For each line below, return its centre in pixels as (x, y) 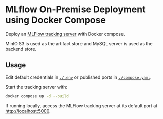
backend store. (21, 49)
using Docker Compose (56, 20)
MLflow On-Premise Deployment (75, 9)
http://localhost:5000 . (28, 111)
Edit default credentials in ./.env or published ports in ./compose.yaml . (78, 77)
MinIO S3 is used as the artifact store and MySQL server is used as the (79, 43)
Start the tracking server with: (36, 87)
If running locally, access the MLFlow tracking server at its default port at (81, 106)
